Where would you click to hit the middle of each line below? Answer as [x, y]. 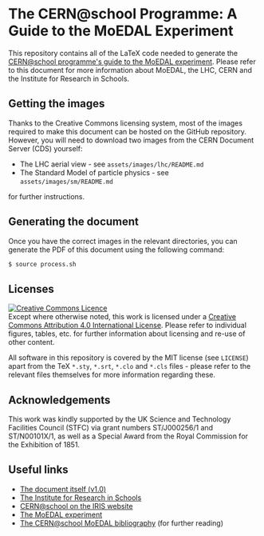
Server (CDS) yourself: [45, 148]
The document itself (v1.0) [63, 489]
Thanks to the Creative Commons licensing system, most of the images [126, 123]
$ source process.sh [43, 264]
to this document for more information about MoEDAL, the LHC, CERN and [130, 70]
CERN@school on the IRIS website [76, 506]
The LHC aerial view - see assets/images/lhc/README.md [112, 164]
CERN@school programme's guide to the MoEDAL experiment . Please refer [132, 62]
